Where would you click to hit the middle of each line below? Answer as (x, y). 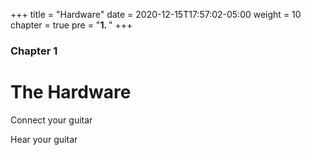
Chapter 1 (34, 51)
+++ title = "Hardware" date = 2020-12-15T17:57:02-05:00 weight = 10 (156, 14)
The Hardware (71, 92)
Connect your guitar (51, 120)
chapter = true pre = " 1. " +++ (71, 25)
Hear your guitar (44, 139)
